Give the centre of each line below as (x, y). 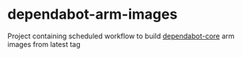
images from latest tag (44, 44)
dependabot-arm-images (93, 14)
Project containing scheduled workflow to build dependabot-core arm (121, 36)
